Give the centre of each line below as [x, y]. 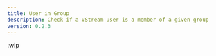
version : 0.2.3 [29, 26]
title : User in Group [38, 13]
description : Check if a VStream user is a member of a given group [108, 20]
